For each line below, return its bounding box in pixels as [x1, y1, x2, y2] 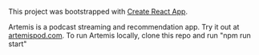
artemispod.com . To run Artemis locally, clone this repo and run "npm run [8, 31, 251, 40]
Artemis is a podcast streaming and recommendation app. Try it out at [8, 22, 240, 31]
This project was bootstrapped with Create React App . [8, 7, 188, 16]
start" [8, 39, 27, 49]
